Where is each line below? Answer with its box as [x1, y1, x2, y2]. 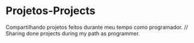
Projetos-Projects [5, 4, 95, 18]
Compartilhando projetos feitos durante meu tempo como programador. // [5, 24, 189, 31]
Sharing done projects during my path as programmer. [5, 29, 141, 37]
